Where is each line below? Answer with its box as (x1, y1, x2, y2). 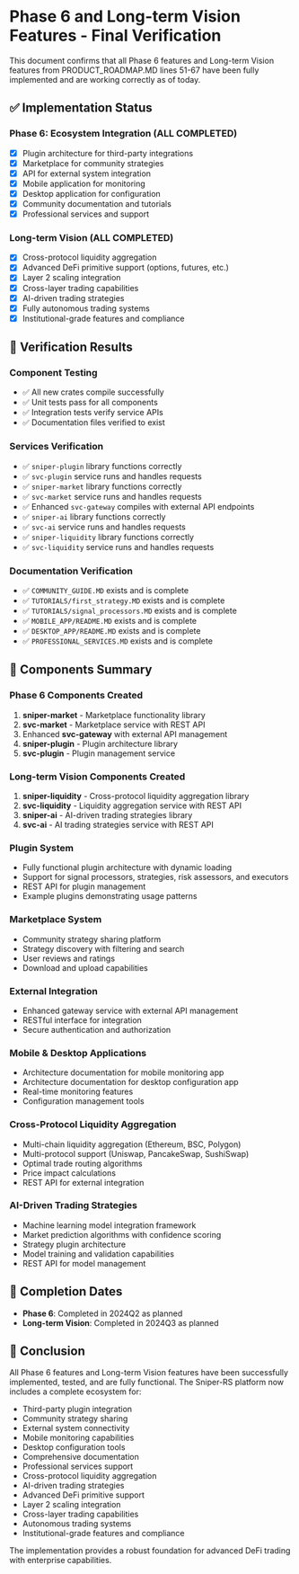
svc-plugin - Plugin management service (22, 748, 176, 759)
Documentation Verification (9, 565, 133, 577)
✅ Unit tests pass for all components (22, 397, 159, 408)
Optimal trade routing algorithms (22, 1158, 143, 1169)
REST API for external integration (22, 1177, 145, 1187)
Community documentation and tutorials (22, 198, 172, 209)
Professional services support (22, 1461, 134, 1472)
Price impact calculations (22, 1167, 117, 1178)
